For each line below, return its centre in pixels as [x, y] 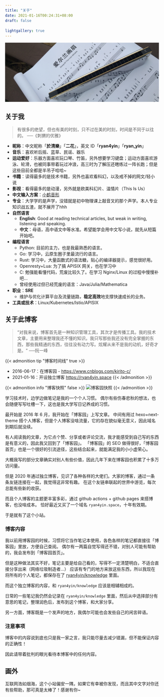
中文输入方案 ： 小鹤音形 [36, 195]
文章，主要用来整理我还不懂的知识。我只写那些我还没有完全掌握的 [83, 338]
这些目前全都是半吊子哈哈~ [39, 170]
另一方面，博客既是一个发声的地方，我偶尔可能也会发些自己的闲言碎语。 [78, 612]
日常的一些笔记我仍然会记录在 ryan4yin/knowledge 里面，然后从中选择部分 [79, 596]
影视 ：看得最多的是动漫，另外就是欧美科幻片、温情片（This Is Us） [80, 188]
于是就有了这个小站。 [26, 515]
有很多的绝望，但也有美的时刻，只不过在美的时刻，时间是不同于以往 [85, 129]
